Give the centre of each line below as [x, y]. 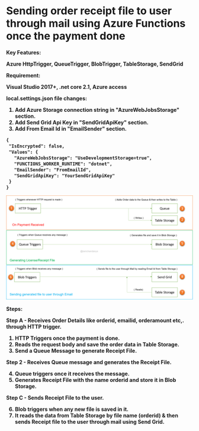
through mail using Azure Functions [96, 23]
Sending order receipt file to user [89, 11]
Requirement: [23, 75]
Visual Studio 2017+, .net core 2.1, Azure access [67, 86]
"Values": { [23, 152]
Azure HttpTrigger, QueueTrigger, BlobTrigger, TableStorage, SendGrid [95, 64]
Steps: [14, 309]
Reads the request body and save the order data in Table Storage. [97, 345]
